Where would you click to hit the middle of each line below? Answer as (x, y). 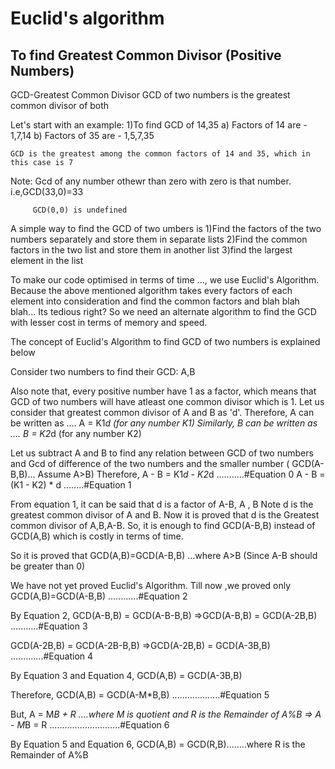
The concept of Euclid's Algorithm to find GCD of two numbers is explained (165, 341)
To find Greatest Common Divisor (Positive (146, 55)
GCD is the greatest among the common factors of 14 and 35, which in (160, 154)
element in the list (47, 260)
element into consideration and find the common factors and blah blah (155, 301)
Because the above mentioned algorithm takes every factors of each (151, 290)
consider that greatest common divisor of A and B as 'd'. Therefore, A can (162, 412)
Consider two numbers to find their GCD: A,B (103, 371)
